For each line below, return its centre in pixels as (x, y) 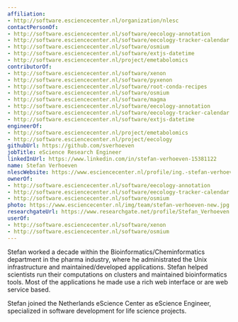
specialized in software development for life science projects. (97, 311)
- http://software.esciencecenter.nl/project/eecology (90, 139)
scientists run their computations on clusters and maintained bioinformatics (117, 274)
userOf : (19, 218)
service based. (29, 289)
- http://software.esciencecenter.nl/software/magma (87, 100)
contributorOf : (30, 67)
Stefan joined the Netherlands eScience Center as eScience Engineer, (109, 303)
